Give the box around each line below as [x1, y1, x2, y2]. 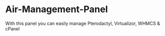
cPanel [5, 25, 20, 31]
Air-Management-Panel [5, 4, 108, 15]
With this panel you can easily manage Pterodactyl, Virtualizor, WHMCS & [5, 20, 160, 26]
